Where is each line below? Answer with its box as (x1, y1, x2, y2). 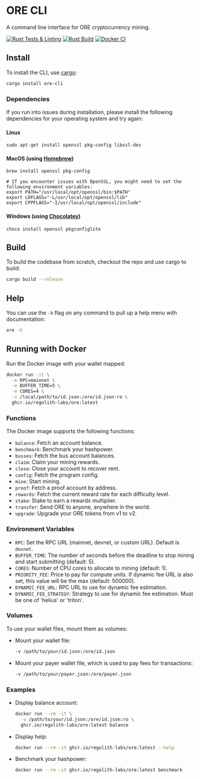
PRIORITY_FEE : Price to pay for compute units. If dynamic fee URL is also (14, 571, 193, 578)
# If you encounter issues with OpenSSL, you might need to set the (6, 179, 182, 185)
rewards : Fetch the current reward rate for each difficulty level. (14, 491, 170, 498)
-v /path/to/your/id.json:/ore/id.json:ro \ (20, 716, 134, 722)
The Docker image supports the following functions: (6, 428, 136, 435)
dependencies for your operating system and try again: (6, 115, 143, 122)
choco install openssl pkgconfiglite (6, 226, 101, 232)
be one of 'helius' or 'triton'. (14, 596, 84, 603)
